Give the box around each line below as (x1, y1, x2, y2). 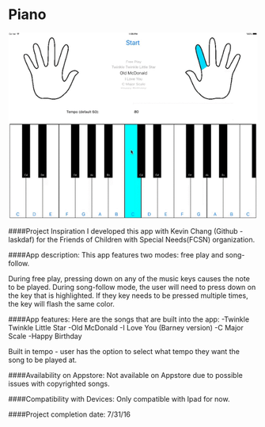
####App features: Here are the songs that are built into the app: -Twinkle (8, 315, 250, 324)
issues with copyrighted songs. (8, 379, 110, 389)
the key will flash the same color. (8, 299, 115, 309)
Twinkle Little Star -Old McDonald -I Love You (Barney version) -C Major (8, 323, 244, 333)
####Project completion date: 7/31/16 (8, 410, 131, 419)
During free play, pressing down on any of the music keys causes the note (8, 274, 251, 284)
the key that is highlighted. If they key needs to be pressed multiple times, (8, 291, 248, 300)
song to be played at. (8, 355, 78, 365)
